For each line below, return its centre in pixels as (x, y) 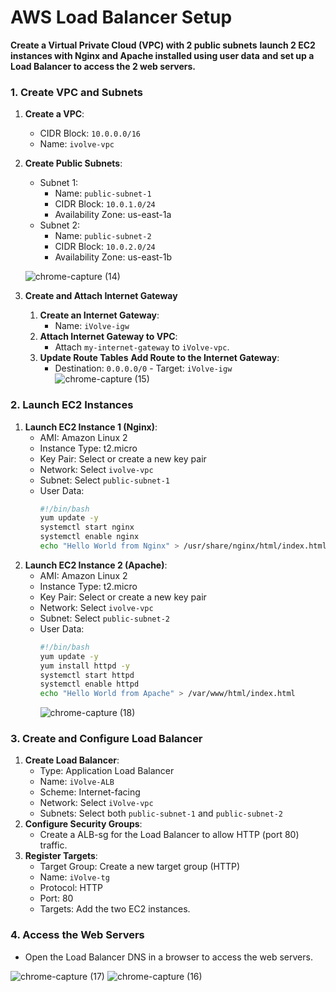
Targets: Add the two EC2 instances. (115, 909)
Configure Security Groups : (83, 824)
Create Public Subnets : (73, 163)
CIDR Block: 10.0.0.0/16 (90, 133)
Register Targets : (61, 856)
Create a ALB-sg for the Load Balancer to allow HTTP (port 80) (169, 835)
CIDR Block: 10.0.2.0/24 (105, 247)
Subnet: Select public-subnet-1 (105, 480)
